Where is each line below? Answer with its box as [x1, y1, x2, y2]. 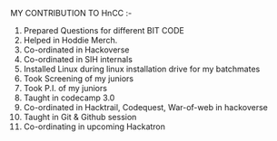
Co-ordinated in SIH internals [23, 54, 133, 64]
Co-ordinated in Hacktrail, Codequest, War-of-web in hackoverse [23, 102, 269, 112]
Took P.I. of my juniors [23, 83, 108, 93]
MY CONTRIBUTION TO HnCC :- [10, 8, 133, 18]
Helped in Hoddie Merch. [23, 35, 118, 45]
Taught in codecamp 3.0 [23, 92, 115, 103]
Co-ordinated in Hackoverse [23, 44, 130, 55]
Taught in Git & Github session [23, 112, 137, 122]
